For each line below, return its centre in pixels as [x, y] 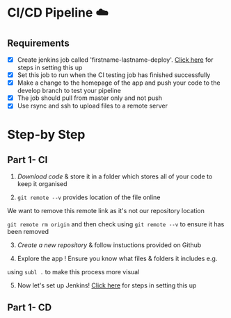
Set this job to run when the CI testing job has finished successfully [114, 75]
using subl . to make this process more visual [73, 272]
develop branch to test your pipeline [69, 91]
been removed [28, 232]
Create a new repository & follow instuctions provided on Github [109, 245]
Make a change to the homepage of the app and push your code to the [119, 83]
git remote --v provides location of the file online [89, 197]
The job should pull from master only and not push [89, 98]
